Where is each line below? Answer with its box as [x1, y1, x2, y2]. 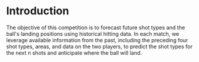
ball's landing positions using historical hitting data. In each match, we [6, 30, 180, 37]
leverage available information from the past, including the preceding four [6, 36, 188, 44]
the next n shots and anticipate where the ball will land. [6, 49, 142, 56]
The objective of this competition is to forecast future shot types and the [6, 24, 185, 31]
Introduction [6, 4, 70, 18]
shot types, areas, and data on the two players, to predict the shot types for [6, 43, 193, 50]
